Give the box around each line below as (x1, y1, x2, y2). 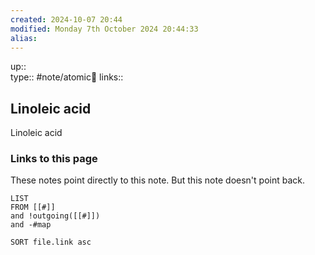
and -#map (10, 220, 52, 230)
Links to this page (10, 152, 98, 166)
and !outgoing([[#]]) (10, 211, 101, 221)
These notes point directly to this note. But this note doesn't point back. (10, 174, 305, 186)
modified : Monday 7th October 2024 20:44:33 (10, 24, 199, 34)
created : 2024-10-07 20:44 (10, 14, 123, 25)
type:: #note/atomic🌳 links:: (10, 71, 124, 83)
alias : (10, 33, 38, 43)
